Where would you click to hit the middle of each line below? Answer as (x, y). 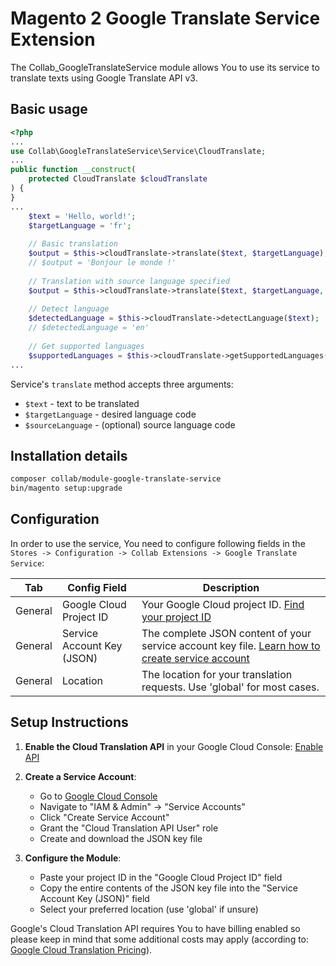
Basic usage (49, 109)
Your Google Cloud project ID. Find (223, 604)
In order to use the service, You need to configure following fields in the (158, 543)
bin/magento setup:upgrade (66, 488)
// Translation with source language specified (129, 281)
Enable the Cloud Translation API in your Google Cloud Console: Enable (174, 746)
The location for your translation (217, 674)
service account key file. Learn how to (231, 645)
